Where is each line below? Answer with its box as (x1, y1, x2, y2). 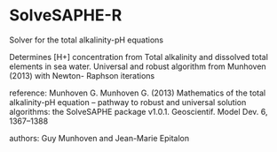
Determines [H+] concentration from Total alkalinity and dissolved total (9, 51, 269, 62)
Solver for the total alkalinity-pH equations (9, 34, 164, 45)
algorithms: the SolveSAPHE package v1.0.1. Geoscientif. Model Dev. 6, (9, 106, 268, 117)
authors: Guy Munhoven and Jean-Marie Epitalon (9, 133, 189, 143)
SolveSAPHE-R (9, 5, 123, 26)
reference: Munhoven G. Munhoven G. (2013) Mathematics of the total (9, 87, 266, 98)
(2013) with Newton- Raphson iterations (9, 70, 155, 80)
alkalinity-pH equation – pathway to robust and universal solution (9, 96, 247, 107)
